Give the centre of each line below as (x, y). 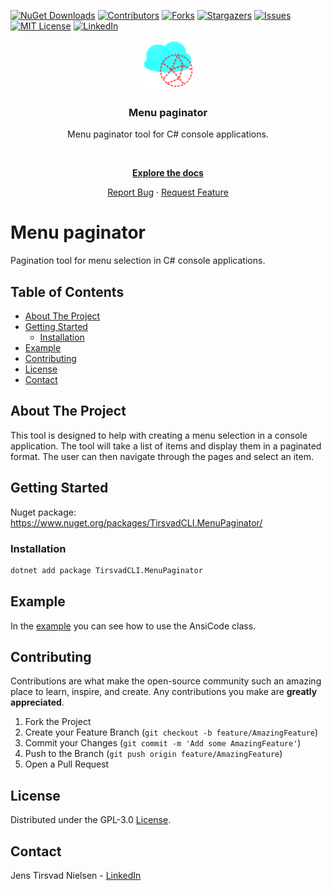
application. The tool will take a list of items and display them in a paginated (166, 446)
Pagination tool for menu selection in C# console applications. (138, 261)
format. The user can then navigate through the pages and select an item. (162, 456)
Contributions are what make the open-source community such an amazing (166, 681)
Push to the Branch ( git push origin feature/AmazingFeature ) (153, 754)
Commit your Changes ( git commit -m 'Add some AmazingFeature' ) (163, 743)
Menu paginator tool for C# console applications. (168, 134)
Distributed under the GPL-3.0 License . (91, 820)
